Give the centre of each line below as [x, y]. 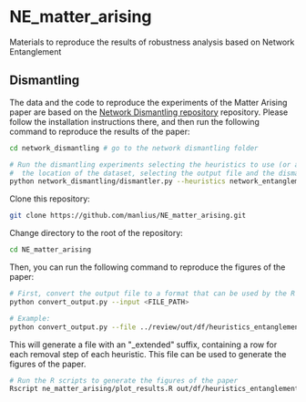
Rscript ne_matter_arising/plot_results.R [91, 389]
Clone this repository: [50, 199]
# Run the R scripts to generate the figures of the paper [124, 380]
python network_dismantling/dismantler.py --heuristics [117, 181]
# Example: [30, 318]
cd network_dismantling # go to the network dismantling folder [134, 148]
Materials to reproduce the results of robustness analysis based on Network [152, 42]
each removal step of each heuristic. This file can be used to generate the [148, 354]
